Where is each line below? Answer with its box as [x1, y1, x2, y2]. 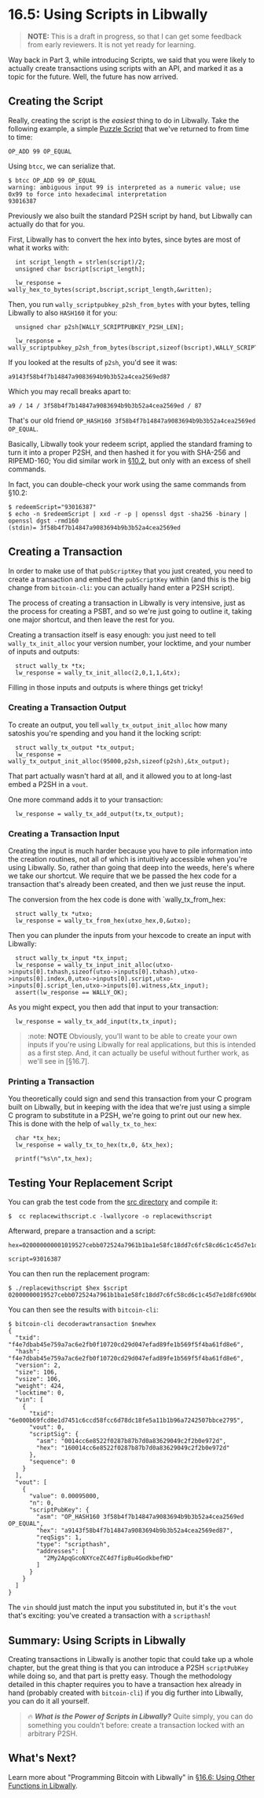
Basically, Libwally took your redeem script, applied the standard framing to [8, 439, 253, 449]
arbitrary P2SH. [27, 1729, 79, 1738]
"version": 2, [15, 1361, 61, 1370]
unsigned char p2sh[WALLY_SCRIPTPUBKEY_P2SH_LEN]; [15, 323, 185, 331]
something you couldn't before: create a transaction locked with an [27, 1721, 245, 1730]
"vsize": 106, [15, 1375, 61, 1383]
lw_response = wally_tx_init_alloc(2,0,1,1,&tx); [15, 669, 181, 677]
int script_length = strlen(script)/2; [15, 258, 146, 266]
